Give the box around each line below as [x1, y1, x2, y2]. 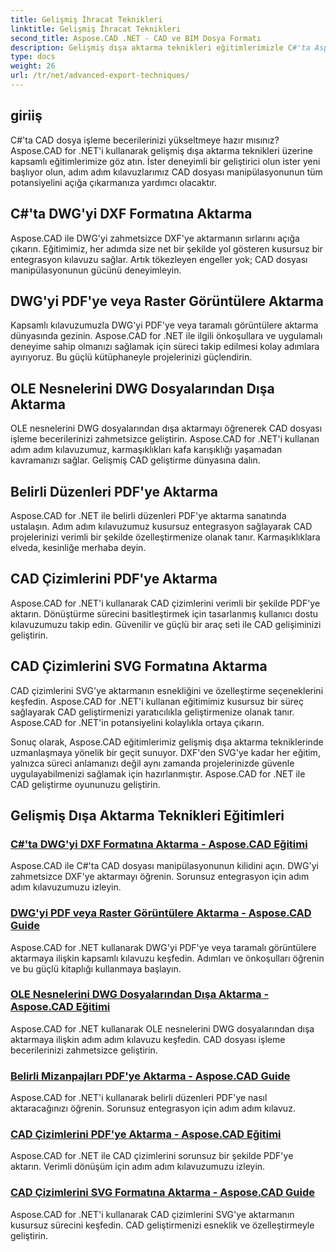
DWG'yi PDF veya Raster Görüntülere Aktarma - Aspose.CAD [10, 906, 312, 920]
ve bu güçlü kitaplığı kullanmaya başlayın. [10, 962, 182, 975]
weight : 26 [10, 61, 56, 71]
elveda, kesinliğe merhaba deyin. [10, 541, 147, 553]
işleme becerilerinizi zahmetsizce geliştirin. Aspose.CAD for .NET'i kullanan [10, 433, 320, 445]
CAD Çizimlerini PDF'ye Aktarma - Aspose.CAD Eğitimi [10, 1127, 282, 1141]
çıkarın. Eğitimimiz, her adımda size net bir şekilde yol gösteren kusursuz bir [10, 242, 323, 255]
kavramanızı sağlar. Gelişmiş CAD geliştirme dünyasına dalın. [10, 454, 261, 466]
